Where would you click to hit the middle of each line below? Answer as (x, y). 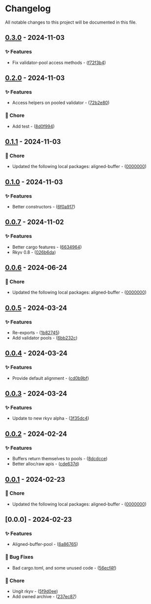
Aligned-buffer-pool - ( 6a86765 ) (45, 544)
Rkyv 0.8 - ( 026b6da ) (34, 252)
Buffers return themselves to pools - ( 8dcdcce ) (60, 459)
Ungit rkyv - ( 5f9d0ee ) (35, 591)
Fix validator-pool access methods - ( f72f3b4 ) (59, 63)
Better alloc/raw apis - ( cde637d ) (46, 464)
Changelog (28, 9)
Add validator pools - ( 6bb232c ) (45, 338)
